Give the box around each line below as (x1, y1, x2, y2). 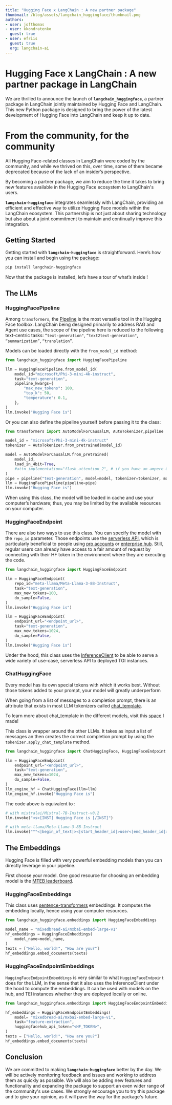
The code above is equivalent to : (5, 800, 76, 807)
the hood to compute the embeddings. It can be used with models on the (5, 985, 159, 991)
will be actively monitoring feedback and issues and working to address (5, 1072, 157, 1078)
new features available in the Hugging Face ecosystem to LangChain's (5, 184, 154, 190)
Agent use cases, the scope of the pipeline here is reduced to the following (5, 326, 164, 333)
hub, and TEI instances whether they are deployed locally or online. (5, 991, 147, 997)
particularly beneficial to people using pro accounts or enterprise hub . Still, (5, 541, 163, 547)
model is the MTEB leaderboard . (5, 878, 73, 884)
